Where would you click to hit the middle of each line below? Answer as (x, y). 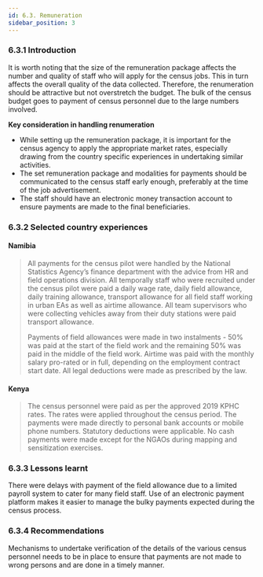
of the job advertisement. (60, 190)
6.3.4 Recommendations (56, 531)
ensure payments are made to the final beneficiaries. (105, 206)
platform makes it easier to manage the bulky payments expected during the (131, 502)
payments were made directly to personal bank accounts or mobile (135, 423)
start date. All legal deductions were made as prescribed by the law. (137, 370)
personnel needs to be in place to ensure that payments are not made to (125, 557)
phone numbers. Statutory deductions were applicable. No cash (131, 431)
